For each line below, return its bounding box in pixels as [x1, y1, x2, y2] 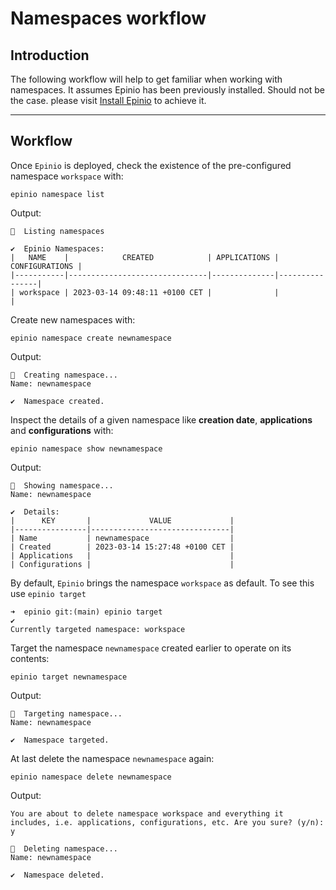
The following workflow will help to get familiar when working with [10, 73, 283, 85]
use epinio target [10, 587, 87, 599]
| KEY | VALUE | [10, 515, 235, 526]
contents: [10, 652, 50, 664]
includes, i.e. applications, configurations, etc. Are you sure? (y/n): [10, 817, 325, 827]
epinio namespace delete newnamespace [10, 772, 172, 782]
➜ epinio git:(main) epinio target [10, 607, 163, 617]
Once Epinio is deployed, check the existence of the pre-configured [10, 159, 292, 171]
